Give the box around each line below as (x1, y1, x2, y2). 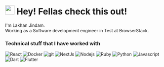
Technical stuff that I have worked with (5, 40, 100, 47)
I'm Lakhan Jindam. (5, 22, 45, 28)
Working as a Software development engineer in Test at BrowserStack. (5, 27, 149, 33)
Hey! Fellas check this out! (16, 6, 127, 17)
